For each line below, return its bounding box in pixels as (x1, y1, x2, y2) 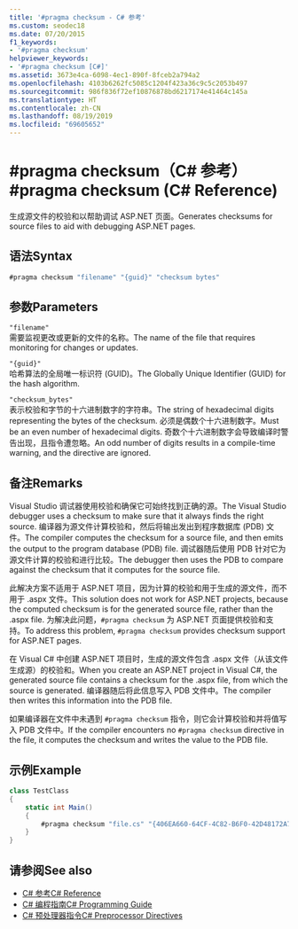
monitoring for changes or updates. (9, 342, 139, 353)
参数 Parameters (9, 300, 98, 315)
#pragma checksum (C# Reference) (9, 181, 278, 200)
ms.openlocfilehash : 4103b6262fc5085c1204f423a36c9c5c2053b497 (9, 79, 248, 88)
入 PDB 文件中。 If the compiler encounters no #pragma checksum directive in (9, 724, 285, 736)
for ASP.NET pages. (9, 636, 82, 646)
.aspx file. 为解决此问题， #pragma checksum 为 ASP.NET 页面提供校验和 (9, 614, 266, 625)
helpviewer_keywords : (9, 54, 90, 63)
